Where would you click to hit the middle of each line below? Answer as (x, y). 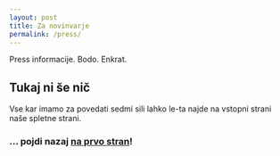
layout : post (33, 17)
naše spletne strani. (45, 119)
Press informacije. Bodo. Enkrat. (68, 60)
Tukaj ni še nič (50, 87)
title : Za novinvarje (49, 26)
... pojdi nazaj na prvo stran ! (71, 142)
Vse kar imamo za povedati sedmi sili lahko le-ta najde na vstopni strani (140, 109)
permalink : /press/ (45, 34)
